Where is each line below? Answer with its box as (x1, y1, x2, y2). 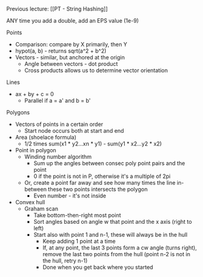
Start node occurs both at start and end (24, 127, 124, 134)
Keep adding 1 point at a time (42, 238, 116, 245)
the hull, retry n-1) (42, 257, 88, 264)
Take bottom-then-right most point (33, 212, 121, 219)
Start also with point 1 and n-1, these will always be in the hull (33, 231, 188, 238)
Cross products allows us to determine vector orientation (24, 67, 168, 74)
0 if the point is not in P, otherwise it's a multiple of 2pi (33, 172, 171, 180)
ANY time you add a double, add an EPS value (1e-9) (6, 17, 139, 24)
